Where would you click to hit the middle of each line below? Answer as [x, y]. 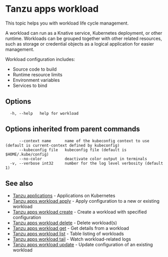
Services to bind [30, 85]
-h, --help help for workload [44, 113]
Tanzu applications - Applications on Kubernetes [64, 196]
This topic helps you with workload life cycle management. [67, 23]
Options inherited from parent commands [73, 129]
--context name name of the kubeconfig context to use [84, 141]
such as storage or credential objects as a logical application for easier [80, 44]
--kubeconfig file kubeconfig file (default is [73, 150]
